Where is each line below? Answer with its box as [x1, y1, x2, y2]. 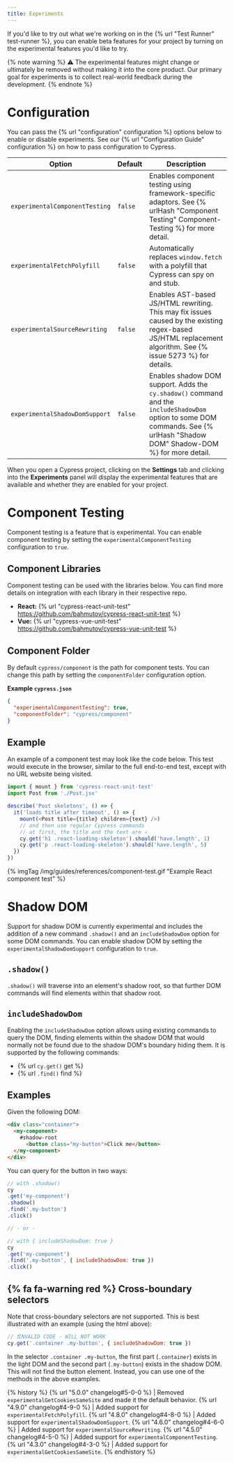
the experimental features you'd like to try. [7, 44, 129, 52]
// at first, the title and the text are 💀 [19, 828, 148, 835]
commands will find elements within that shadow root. [7, 989, 162, 997]
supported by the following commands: [7, 1048, 120, 1057]
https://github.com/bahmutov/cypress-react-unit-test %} [17, 610, 181, 618]
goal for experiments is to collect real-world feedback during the [7, 73, 193, 81]
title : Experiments [7, 10, 64, 17]
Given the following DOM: [7, 1108, 81, 1116]
